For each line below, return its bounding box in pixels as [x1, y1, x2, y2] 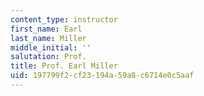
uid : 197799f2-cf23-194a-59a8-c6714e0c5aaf [10, 71, 195, 81]
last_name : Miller [10, 33, 87, 43]
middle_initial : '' [10, 42, 92, 53]
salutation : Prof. [10, 52, 87, 62]
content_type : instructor [10, 14, 118, 25]
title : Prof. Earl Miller [10, 61, 118, 71]
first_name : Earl [10, 24, 83, 34]
